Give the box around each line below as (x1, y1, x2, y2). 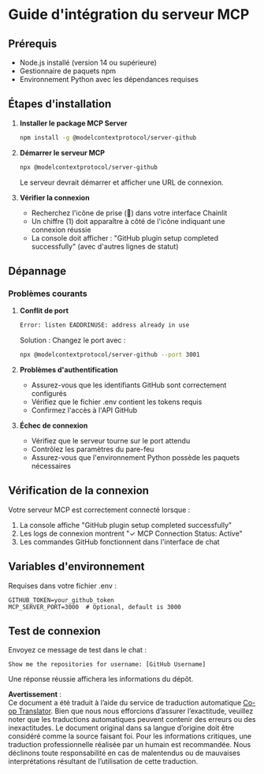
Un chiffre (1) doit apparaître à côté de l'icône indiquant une (31, 216, 225, 226)
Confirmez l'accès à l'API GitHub (31, 406, 138, 415)
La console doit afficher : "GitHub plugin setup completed (31, 233, 219, 242)
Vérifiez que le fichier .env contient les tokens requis (31, 397, 203, 406)
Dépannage (8, 264, 67, 278)
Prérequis (8, 37, 58, 50)
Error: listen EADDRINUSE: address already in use (19, 321, 190, 329)
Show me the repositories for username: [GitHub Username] (8, 660, 206, 668)
